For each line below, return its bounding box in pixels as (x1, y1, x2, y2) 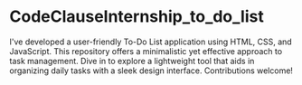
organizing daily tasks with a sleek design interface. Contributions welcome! (9, 65, 294, 76)
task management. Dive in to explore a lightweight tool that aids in (9, 55, 255, 66)
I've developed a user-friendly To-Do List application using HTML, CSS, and (9, 36, 292, 47)
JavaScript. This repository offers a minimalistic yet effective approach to (9, 45, 283, 56)
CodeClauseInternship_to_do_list (9, 6, 264, 27)
